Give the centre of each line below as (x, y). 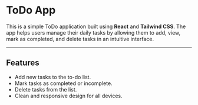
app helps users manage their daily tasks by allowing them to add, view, (93, 32)
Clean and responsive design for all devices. (68, 96)
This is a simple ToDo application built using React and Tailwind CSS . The (96, 26)
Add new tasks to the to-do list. (53, 77)
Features (23, 63)
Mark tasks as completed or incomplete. (64, 83)
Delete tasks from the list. (46, 89)
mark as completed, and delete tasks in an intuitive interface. (80, 39)
